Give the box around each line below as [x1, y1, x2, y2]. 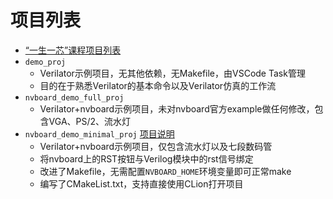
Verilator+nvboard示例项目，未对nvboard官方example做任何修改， [39, 102, 315, 115]
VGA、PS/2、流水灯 [48, 115, 132, 127]
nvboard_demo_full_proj [24, 92, 125, 103]
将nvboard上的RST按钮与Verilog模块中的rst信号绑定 [39, 152, 254, 165]
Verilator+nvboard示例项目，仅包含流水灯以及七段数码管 [39, 140, 273, 152]
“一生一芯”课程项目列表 [24, 44, 122, 56]
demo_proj [24, 57, 67, 67]
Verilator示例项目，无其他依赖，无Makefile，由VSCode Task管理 [39, 67, 306, 79]
